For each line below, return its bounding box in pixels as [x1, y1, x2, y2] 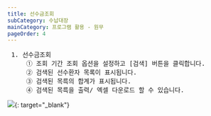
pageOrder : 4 [7, 30, 46, 37]
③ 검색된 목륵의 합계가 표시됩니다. [26, 77, 131, 86]
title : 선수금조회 [7, 10, 55, 18]
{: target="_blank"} [14, 100, 70, 110]
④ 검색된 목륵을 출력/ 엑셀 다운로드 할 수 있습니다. [26, 86, 185, 94]
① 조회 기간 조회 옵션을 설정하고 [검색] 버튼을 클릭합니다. [26, 59, 206, 68]
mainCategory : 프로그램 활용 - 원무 [7, 23, 104, 30]
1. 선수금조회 [11, 51, 52, 59]
